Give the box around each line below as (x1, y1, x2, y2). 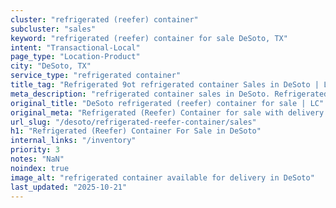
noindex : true (10, 163, 70, 173)
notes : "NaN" (10, 154, 65, 164)
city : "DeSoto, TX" (10, 61, 92, 71)
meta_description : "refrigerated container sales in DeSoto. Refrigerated (10, 89, 329, 99)
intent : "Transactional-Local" (10, 42, 141, 53)
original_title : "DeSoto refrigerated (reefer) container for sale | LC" (10, 98, 325, 108)
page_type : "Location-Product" (10, 52, 141, 62)
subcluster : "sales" (10, 24, 97, 34)
